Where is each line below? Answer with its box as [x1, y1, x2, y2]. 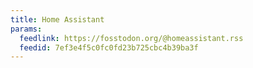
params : [10, 24, 43, 34]
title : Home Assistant [10, 14, 105, 25]
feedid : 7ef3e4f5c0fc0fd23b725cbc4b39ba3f [19, 42, 199, 53]
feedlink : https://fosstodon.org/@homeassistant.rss [19, 33, 244, 43]
